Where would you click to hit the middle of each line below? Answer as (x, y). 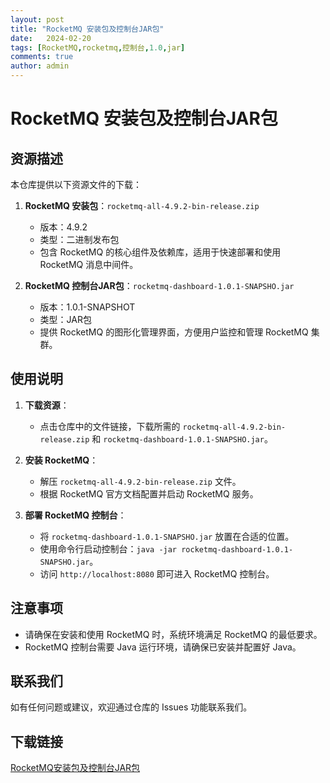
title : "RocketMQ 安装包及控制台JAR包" (87, 29)
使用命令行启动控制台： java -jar (108, 548)
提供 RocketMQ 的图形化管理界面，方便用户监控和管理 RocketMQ (174, 332)
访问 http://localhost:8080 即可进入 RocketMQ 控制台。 (157, 573)
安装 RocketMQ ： (61, 460)
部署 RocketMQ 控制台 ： (75, 515)
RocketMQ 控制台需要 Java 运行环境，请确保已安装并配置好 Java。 (163, 647)
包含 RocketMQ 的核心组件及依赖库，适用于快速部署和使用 (160, 252)
